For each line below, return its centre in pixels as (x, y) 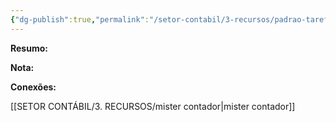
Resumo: (29, 48)
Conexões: (33, 87)
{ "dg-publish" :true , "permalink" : (80, 19)
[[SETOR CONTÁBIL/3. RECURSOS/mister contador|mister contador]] (153, 106)
